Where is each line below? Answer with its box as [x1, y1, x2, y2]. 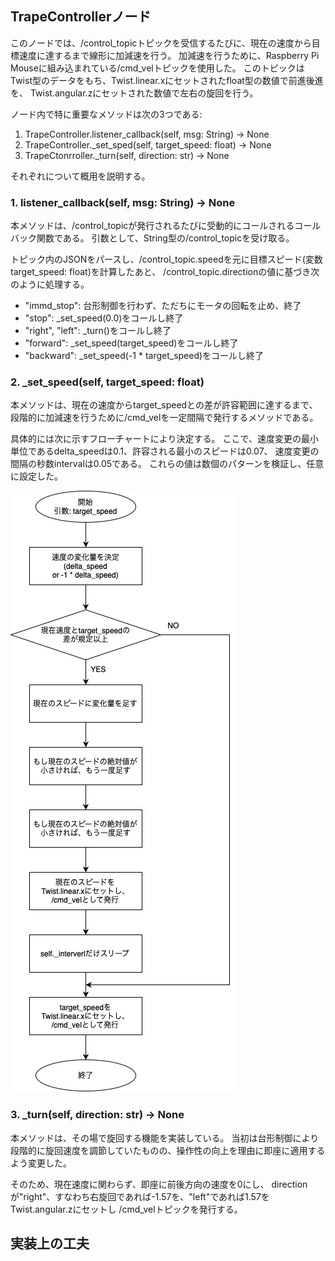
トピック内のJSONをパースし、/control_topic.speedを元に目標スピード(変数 [10, 253, 323, 266]
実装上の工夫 [10, 1235, 90, 1252]
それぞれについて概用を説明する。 [10, 170, 151, 182]
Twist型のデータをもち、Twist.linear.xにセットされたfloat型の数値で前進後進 [10, 74, 324, 86]
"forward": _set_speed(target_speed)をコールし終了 [24, 337, 239, 349]
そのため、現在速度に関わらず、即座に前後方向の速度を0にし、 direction [10, 1178, 308, 1190]
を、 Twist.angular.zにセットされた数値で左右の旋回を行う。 [10, 87, 259, 99]
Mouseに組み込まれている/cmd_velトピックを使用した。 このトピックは [10, 62, 305, 74]
